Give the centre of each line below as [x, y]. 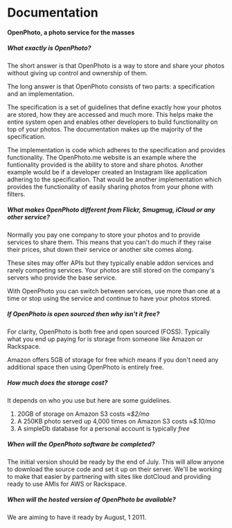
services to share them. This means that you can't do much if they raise [109, 242]
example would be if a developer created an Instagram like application [107, 172]
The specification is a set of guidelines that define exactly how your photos [114, 107]
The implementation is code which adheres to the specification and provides [116, 149]
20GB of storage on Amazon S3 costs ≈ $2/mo [83, 414]
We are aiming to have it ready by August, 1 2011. [77, 517]
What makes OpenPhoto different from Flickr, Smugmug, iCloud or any [111, 210]
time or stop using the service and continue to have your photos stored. [109, 298]
